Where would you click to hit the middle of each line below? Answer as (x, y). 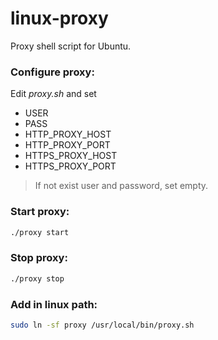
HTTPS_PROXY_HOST (71, 156)
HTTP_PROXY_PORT (67, 145)
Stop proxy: (39, 258)
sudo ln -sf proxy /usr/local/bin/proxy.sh (102, 325)
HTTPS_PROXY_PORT (70, 166)
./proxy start (40, 232)
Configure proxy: (52, 72)
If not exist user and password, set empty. (121, 186)
